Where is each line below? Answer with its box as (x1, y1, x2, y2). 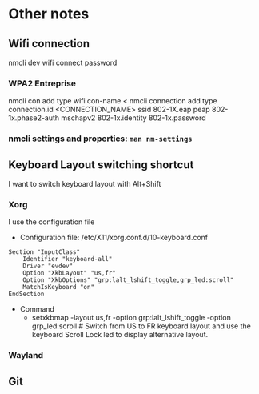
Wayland (8, 350, 44, 361)
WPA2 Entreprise (8, 78, 77, 89)
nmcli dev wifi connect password (8, 58, 118, 67)
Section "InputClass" (8, 248, 81, 256)
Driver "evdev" (22, 262, 74, 271)
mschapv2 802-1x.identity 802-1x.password (61, 113, 206, 123)
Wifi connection (8, 37, 90, 50)
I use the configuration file (8, 217, 95, 227)
